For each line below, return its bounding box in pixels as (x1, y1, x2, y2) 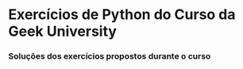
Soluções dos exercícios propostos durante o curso (8, 51, 211, 62)
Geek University (8, 22, 118, 40)
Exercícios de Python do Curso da (8, 6, 236, 24)
